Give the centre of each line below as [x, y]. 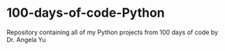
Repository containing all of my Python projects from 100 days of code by [112, 32]
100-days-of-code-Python [86, 13]
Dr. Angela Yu [26, 39]
